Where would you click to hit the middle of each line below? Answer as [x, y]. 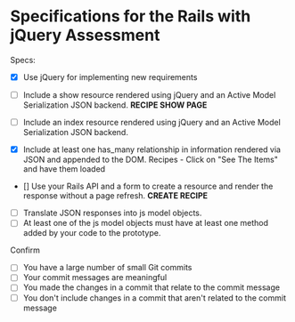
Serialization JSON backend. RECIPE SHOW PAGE [115, 105]
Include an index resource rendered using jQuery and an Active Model [152, 123]
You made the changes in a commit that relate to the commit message [151, 287]
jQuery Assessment [85, 35]
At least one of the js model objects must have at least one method [146, 223]
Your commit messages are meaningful [95, 278]
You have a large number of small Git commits [107, 268]
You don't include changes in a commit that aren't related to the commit [154, 298]
